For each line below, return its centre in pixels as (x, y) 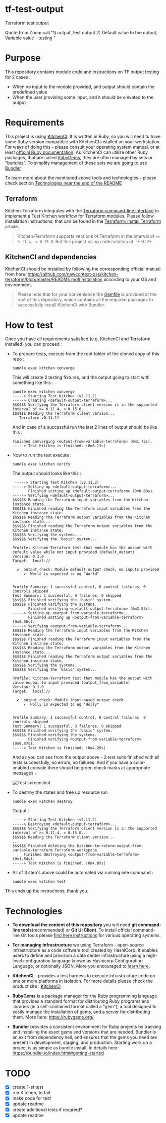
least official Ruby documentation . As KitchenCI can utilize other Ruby (77, 152)
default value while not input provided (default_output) (73, 552)
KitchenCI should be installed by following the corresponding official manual (83, 269)
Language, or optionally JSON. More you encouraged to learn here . (81, 966)
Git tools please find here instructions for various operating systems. (91, 936)
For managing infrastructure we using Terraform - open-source (78, 945)
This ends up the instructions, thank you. (47, 891)
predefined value (30, 92)
